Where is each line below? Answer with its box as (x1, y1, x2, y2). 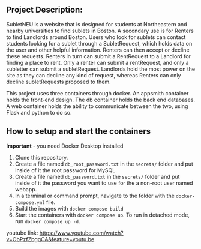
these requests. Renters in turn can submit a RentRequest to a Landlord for (6, 52, 191, 59)
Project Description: (6, 5, 83, 15)
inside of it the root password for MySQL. (14, 166, 117, 173)
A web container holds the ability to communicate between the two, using (6, 102, 188, 110)
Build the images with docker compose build (14, 205, 124, 212)
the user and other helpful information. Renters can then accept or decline (6, 46, 190, 53)
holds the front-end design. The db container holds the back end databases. (6, 96, 196, 103)
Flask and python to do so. (6, 109, 72, 116)
